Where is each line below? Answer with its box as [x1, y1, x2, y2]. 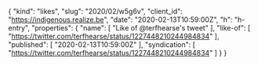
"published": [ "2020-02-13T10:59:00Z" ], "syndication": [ [8, 40, 196, 49]
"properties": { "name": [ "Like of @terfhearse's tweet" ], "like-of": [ [31, 23, 251, 32]
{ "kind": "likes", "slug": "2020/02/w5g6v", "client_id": [8, 7, 183, 16]
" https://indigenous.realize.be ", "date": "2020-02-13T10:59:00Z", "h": [8, 15, 233, 24]
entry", [8, 23, 30, 32]
